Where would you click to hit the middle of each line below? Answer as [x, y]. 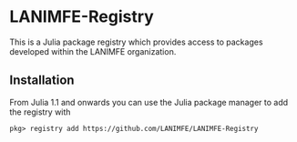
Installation [42, 81]
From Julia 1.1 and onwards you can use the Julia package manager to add [149, 102]
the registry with [40, 112]
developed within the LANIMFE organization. [93, 51]
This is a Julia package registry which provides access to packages [136, 42]
